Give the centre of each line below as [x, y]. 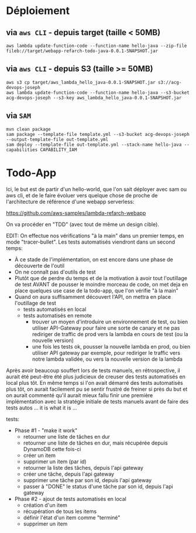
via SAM [18, 116]
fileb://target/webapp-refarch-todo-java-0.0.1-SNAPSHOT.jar [82, 51]
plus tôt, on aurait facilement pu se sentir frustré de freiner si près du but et [97, 389]
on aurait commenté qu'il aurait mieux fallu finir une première [80, 395]
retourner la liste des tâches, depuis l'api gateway [83, 467]
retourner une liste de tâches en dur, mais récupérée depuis [95, 443]
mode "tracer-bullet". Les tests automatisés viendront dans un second [91, 242]
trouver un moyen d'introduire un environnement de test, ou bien [110, 322]
